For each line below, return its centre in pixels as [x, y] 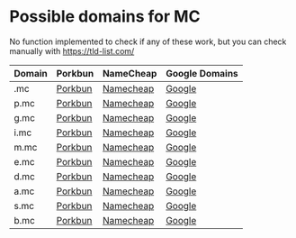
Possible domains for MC [105, 17]
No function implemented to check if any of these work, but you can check [148, 41]
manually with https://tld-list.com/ [72, 50]
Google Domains [202, 73]
